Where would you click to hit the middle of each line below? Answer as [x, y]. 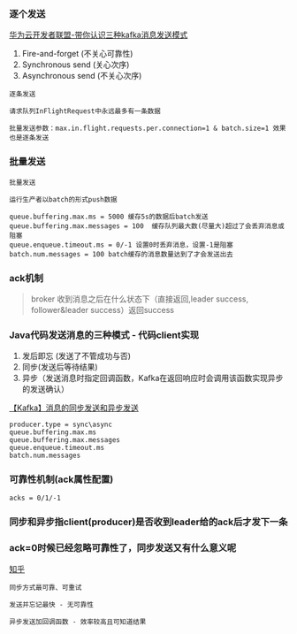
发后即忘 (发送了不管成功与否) [76, 356]
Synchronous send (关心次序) [76, 65]
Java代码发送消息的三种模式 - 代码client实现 [104, 335]
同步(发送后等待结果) [60, 367]
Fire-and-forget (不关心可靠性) [77, 54]
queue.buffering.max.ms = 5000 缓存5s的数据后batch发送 [109, 217]
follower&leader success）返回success [103, 309]
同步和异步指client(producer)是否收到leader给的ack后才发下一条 [148, 522]
